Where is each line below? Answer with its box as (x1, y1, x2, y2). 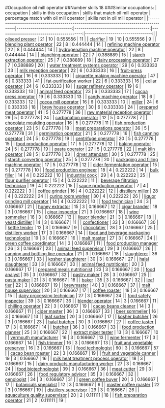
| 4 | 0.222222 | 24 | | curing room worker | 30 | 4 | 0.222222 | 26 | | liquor (5, 193, 156, 199)
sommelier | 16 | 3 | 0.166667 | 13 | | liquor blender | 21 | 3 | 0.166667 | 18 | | (5, 214, 157, 220)
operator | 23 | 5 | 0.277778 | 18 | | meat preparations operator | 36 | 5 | (5, 125, 150, 131)
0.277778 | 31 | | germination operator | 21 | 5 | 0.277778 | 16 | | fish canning (5, 131, 159, 136)
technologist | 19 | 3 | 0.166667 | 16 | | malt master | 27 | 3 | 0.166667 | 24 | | (5, 235, 158, 241)
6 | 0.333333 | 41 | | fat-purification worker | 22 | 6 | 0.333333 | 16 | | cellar (5, 78, 157, 84)
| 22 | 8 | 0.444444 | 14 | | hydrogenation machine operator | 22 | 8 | (5, 47, 143, 52)
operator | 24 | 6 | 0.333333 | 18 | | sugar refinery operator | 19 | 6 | (5, 83, 141, 89)
